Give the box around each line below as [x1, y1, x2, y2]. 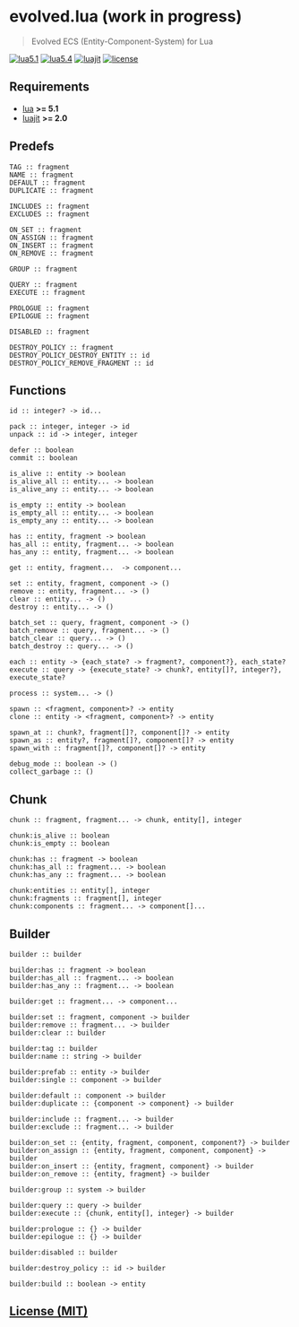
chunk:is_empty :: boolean [9, 839, 110, 848]
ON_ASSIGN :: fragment [9, 233, 94, 242]
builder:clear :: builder [9, 1028, 106, 1037]
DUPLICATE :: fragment [9, 186, 94, 195]
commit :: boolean [9, 454, 78, 463]
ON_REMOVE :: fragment [9, 248, 94, 257]
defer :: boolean [9, 446, 74, 455]
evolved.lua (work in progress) [9, 6, 243, 27]
